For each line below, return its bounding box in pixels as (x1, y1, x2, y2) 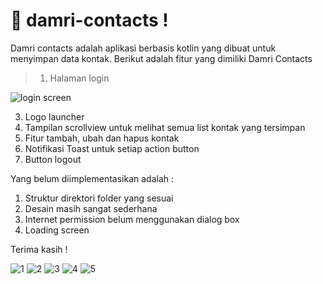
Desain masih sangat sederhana (24, 202, 158, 214)
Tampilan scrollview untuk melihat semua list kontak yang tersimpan (24, 121, 306, 133)
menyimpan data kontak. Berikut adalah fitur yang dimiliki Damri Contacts (10, 52, 313, 64)
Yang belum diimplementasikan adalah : (10, 172, 175, 184)
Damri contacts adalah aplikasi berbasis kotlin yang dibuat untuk (10, 42, 277, 54)
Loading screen (24, 224, 90, 236)
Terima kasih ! (10, 243, 68, 255)
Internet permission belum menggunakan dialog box (24, 213, 240, 225)
